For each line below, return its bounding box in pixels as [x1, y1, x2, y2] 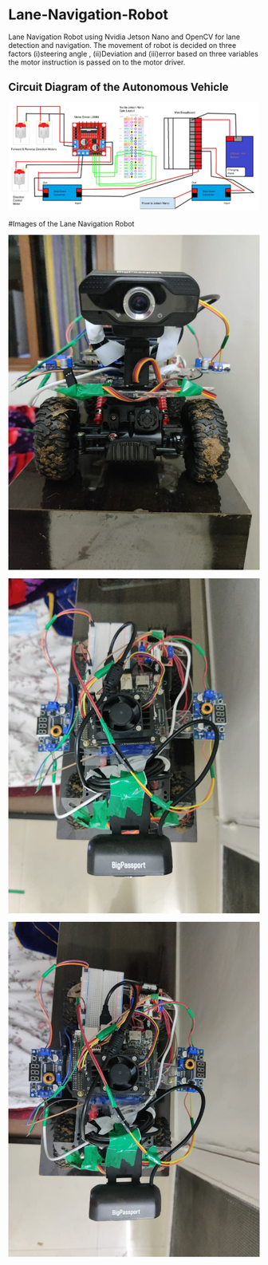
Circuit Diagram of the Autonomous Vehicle [8, 81, 229, 94]
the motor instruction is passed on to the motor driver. [8, 57, 186, 67]
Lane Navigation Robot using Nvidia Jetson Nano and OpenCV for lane [8, 32, 241, 41]
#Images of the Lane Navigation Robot [8, 219, 135, 228]
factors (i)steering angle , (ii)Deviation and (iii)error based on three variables [8, 49, 259, 58]
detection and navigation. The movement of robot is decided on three [8, 40, 237, 49]
